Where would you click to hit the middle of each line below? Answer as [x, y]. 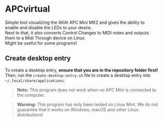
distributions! [30, 115]
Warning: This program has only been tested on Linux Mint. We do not [87, 104]
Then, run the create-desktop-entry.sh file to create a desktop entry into [78, 75]
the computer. [31, 95]
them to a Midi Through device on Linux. [45, 38]
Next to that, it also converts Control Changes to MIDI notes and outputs [77, 33]
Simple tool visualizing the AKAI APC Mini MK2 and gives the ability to [75, 22]
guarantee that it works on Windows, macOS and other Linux [78, 109]
